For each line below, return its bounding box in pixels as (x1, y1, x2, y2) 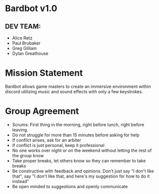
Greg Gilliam (12, 46, 37, 51)
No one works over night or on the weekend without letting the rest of (12, 147, 152, 153)
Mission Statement (5, 67, 83, 79)
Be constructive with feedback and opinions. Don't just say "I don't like (12, 168, 154, 174)
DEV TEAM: (5, 22, 41, 31)
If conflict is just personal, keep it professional (12, 142, 105, 148)
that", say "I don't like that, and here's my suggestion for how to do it (12, 173, 150, 179)
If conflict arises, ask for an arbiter (12, 137, 81, 143)
